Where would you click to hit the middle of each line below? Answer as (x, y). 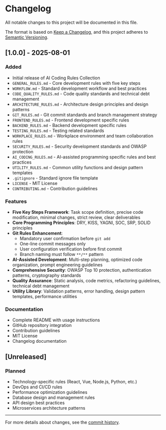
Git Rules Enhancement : (38, 233)
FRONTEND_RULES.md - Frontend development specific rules (71, 120)
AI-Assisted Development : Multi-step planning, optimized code (77, 259)
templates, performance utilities (45, 296)
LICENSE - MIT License (35, 183)
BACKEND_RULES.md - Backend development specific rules (69, 125)
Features (16, 201)
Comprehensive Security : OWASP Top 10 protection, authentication (82, 270)
